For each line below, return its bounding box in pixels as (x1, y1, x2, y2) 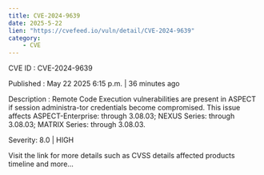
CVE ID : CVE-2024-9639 (8, 63, 94, 73)
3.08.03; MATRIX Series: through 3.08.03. (8, 120, 146, 129)
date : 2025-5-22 (8, 19, 62, 27)
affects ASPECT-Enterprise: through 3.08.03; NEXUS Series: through (8, 111, 235, 121)
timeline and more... (8, 159, 74, 169)
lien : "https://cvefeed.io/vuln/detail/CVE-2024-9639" (8, 26, 195, 34)
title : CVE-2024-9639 (8, 11, 81, 20)
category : (8, 34, 42, 42)
